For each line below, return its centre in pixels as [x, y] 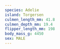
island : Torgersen [24, 15]
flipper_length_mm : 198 [30, 29]
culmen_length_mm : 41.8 [30, 19]
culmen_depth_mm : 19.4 [29, 24]
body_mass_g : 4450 [24, 34]
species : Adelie [22, 10]
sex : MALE [15, 39]
